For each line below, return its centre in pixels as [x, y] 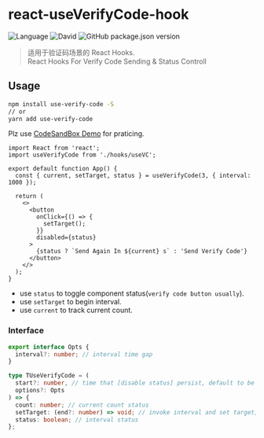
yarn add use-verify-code [50, 119]
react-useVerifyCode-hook [99, 15]
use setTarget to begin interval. [70, 302]
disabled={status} [66, 237]
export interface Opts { [49, 347]
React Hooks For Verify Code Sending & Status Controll [117, 61]
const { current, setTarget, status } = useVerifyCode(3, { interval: [133, 176]
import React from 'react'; [54, 148]
